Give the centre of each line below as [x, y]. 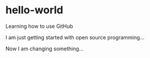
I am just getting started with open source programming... [75, 37]
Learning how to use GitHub [40, 26]
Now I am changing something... [45, 48]
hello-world [35, 10]
